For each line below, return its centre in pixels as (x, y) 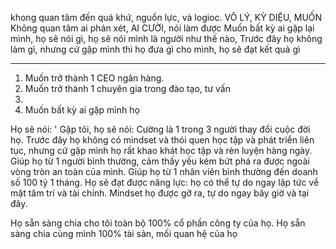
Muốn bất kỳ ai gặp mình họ (82, 110)
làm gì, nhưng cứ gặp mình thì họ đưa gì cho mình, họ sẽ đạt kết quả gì (155, 49)
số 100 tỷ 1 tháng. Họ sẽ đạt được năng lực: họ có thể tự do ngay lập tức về (165, 182)
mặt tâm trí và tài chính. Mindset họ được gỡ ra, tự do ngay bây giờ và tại (160, 193)
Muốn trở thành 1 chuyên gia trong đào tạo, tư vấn (127, 88)
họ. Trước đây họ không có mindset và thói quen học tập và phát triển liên (162, 140)
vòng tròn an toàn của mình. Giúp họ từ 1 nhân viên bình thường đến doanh (164, 171)
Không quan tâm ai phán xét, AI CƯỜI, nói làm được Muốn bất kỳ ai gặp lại (162, 28)
